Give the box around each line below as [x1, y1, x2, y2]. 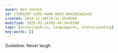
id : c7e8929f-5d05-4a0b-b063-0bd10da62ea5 [5, 12, 92, 16]
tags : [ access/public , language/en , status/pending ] [5, 25, 114, 30]
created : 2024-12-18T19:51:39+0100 [5, 16, 77, 21]
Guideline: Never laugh [5, 43, 51, 48]
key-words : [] [5, 29, 34, 34]
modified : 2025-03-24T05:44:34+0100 [5, 20, 79, 26]
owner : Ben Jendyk [5, 7, 42, 12]
